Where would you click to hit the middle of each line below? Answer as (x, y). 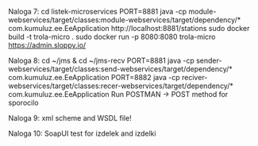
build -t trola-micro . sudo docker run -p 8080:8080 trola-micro (112, 36)
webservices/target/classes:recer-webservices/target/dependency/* (121, 86)
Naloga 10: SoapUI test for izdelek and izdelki (82, 133)
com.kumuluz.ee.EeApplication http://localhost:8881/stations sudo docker (129, 28)
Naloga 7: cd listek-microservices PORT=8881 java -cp (98, 12)
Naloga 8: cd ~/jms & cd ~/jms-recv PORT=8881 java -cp (101, 60)
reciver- (194, 77)
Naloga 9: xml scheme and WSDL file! (70, 118)
